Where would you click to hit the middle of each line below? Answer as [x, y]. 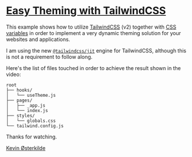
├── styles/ [20, 116]
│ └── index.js [27, 110]
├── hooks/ [19, 90]
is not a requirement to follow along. [49, 57]
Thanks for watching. [32, 137]
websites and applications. [38, 39]
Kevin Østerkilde [26, 148]
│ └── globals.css [31, 121]
